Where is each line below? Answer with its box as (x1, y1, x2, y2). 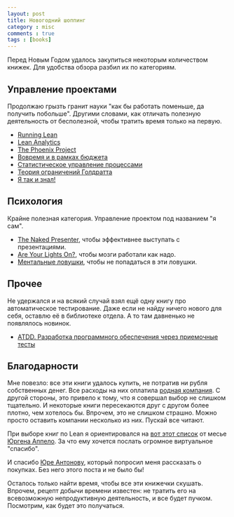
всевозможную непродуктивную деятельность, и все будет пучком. (7, 494, 213, 502)
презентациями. (17, 243, 67, 251)
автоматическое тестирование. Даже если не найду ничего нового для (7, 304, 222, 312)
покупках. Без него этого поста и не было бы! (7, 466, 145, 474)
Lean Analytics (17, 137, 61, 146)
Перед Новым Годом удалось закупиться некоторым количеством (7, 55, 208, 64)
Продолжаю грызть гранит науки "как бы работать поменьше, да (7, 102, 205, 110)
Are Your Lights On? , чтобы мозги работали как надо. (17, 250, 177, 258)
